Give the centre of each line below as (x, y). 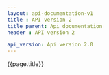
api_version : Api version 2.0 (50, 45)
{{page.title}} (26, 64)
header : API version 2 (41, 32)
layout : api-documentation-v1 (50, 13)
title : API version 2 (39, 20)
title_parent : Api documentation (55, 26)
